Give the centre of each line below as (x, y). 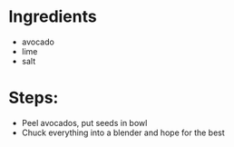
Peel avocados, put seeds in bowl (84, 122)
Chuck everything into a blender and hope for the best (123, 132)
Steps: (34, 98)
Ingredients (53, 17)
